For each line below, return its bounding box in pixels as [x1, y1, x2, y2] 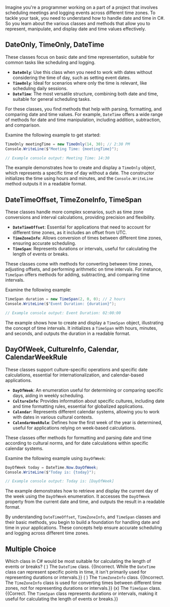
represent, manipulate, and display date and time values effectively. [5, 26, 146, 32]
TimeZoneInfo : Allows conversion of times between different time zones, [12, 235, 163, 241]
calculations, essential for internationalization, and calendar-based [5, 372, 144, 378]
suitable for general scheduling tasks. [12, 96, 91, 102]
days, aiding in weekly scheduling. [12, 392, 84, 398]
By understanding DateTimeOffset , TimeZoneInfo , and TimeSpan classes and [5, 514, 161, 520]
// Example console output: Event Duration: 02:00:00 [5, 311, 121, 316]
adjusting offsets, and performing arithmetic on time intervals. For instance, [5, 266, 162, 273]
